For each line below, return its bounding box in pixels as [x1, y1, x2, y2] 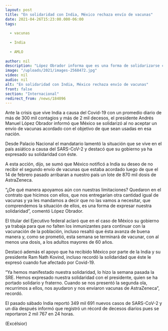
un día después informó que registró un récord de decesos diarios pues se [5, 305, 159, 311]
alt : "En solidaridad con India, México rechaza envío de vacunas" [5, 82, 149, 87]
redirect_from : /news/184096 [5, 96, 66, 101]
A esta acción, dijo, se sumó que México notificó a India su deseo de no [5, 161, 153, 167]
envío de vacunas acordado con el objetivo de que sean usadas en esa [5, 126, 151, 132]
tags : [5, 21, 16, 27]
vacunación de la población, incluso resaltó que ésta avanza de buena [5, 229, 150, 235]
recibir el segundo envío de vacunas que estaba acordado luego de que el [5, 167, 158, 173]
